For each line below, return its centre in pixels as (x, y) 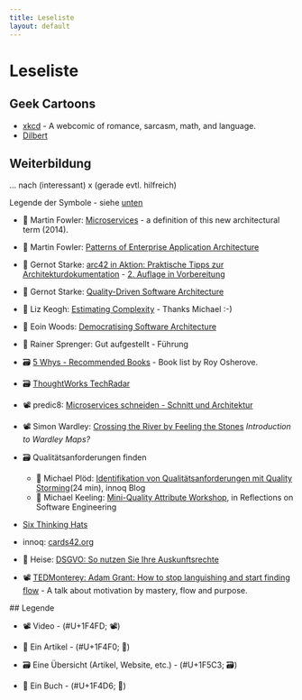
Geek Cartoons (53, 104)
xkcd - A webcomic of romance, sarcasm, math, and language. (139, 125)
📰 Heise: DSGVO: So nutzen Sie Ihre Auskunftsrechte (120, 559)
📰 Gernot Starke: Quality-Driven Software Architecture (123, 292)
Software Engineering (76, 507)
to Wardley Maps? (56, 439)
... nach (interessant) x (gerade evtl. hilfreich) (93, 185)
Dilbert (35, 135)
